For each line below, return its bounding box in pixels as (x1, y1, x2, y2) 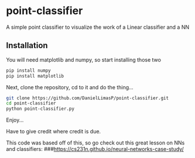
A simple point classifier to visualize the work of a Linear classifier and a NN (6, 23, 190, 31)
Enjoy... (6, 116, 24, 124)
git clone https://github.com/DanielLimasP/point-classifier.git (6, 95, 169, 101)
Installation (6, 41, 48, 51)
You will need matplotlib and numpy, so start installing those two (6, 56, 161, 63)
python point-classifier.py (6, 106, 75, 112)
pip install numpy (6, 68, 51, 73)
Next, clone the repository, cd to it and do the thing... (6, 83, 134, 90)
